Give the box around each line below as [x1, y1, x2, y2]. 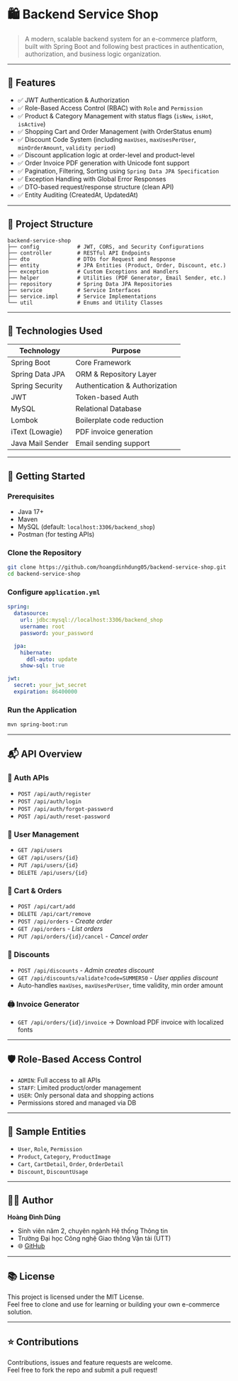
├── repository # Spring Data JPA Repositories [7, 280, 173, 288]
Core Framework [75, 358, 131, 368]
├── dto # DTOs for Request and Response [7, 255, 176, 263]
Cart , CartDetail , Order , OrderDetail [17, 1159, 124, 1168]
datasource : [13, 610, 50, 617]
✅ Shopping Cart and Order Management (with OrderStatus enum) [17, 127, 212, 135]
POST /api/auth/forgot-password [17, 805, 113, 812]
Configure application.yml [7, 587, 101, 597]
